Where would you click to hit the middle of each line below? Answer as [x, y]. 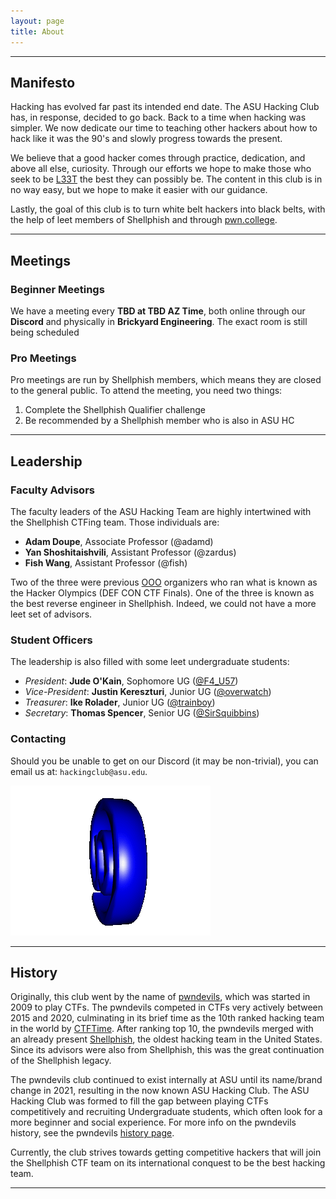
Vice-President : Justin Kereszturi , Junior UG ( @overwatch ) [148, 692]
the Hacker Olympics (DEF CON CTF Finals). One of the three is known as [162, 592]
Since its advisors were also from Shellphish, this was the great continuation [167, 1050]
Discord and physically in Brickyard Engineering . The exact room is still [159, 321]
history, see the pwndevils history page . [92, 1133]
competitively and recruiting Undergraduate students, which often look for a [166, 1112]
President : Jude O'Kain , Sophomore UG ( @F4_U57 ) [131, 681]
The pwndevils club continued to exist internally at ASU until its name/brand [166, 1080]
